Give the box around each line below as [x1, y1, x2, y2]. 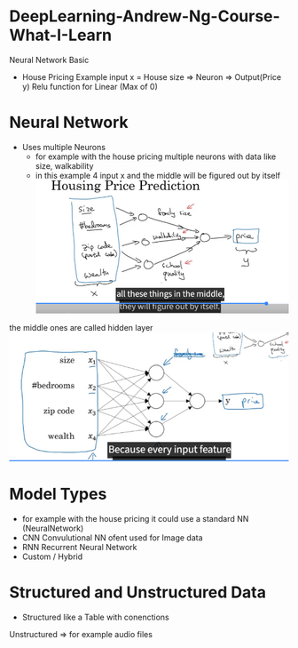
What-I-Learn [9, 25, 113, 45]
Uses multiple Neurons [21, 141, 106, 152]
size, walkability [35, 160, 94, 171]
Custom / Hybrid [21, 551, 83, 562]
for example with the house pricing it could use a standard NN [21, 513, 249, 524]
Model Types [9, 484, 107, 504]
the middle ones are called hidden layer [9, 323, 153, 333]
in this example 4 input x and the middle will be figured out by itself [35, 170, 281, 180]
